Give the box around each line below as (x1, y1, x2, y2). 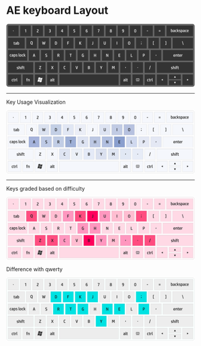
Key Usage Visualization (6, 98, 66, 106)
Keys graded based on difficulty (6, 185, 85, 192)
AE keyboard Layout (6, 4, 109, 17)
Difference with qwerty (6, 266, 63, 273)
